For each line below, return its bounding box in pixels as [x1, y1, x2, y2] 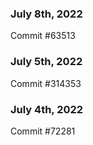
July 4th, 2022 [10, 102, 84, 116]
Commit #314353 [10, 77, 82, 89]
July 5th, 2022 [10, 55, 83, 69]
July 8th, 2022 [10, 7, 83, 21]
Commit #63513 [10, 30, 76, 42]
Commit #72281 [10, 125, 76, 137]
